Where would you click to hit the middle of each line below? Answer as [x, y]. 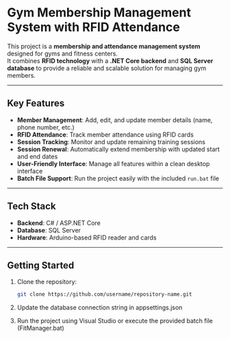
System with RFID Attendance [93, 27]
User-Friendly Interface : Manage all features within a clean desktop [113, 163]
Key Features [36, 103]
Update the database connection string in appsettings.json [100, 307]
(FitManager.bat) [41, 328]
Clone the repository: [47, 282]
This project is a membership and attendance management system [104, 46]
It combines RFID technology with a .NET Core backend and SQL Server [110, 60]
